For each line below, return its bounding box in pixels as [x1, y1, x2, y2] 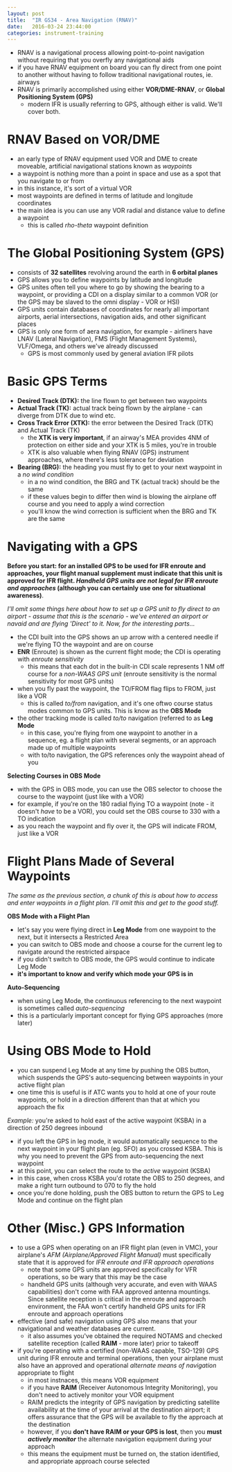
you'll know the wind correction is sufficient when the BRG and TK [27, 507, 217, 515]
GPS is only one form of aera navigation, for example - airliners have [17, 327, 213, 336]
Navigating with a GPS [7, 539, 139, 555]
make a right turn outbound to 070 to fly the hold [17, 1181, 157, 1190]
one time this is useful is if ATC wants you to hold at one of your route [17, 1088, 216, 1096]
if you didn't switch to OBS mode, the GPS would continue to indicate [17, 955, 215, 963]
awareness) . [7, 591, 44, 599]
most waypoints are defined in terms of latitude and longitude [17, 191, 193, 200]
